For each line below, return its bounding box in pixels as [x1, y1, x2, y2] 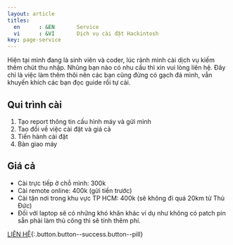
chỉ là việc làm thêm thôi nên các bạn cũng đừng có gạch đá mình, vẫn [7, 71, 213, 80]
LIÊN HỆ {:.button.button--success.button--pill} [7, 230, 144, 238]
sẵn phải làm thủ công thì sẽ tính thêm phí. [17, 216, 141, 225]
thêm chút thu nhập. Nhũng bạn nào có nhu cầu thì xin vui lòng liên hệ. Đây [7, 63, 226, 72]
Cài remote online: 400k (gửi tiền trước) [17, 186, 132, 194]
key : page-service [7, 37, 61, 44]
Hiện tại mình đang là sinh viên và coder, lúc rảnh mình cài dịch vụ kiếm [7, 56, 215, 64]
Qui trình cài [7, 99, 62, 111]
